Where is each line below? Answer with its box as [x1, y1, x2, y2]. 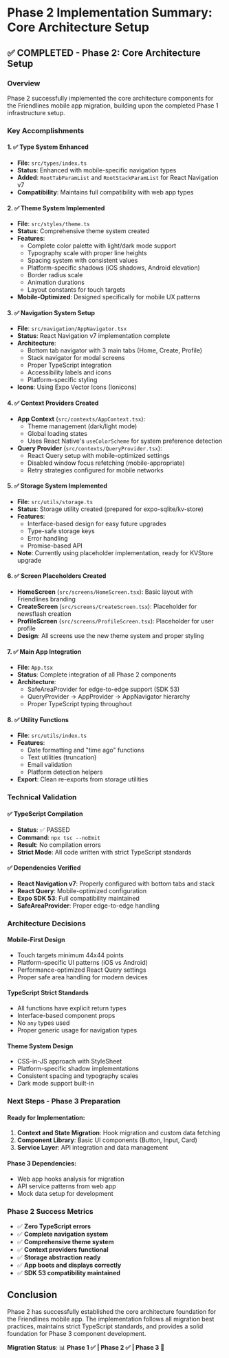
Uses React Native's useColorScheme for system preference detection [27, 437, 223, 445]
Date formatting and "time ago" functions [27, 746, 144, 755]
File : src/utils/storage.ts [17, 497, 94, 506]
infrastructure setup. [7, 108, 65, 117]
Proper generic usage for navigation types [17, 1026, 138, 1035]
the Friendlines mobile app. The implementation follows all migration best [7, 1315, 215, 1323]
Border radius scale [27, 271, 83, 279]
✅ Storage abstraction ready [17, 1253, 101, 1261]
